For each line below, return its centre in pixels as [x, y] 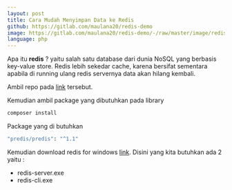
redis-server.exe [40, 173]
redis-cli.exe [35, 180]
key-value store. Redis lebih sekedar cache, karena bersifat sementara [107, 66]
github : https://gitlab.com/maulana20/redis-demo [80, 26]
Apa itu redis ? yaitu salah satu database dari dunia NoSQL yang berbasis [112, 59]
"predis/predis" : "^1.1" [43, 139]
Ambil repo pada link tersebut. [50, 87]
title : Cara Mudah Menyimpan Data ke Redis [71, 20]
